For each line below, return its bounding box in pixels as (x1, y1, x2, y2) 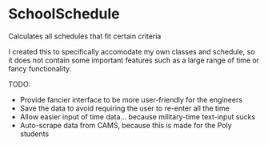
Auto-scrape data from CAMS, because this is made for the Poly (19, 120, 232, 130)
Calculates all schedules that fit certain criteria (8, 31, 162, 41)
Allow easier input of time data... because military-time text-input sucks (19, 111, 256, 121)
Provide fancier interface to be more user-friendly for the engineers (19, 95, 242, 104)
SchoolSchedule (8, 5, 120, 23)
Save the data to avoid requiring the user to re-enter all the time (19, 103, 230, 113)
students (19, 129, 50, 139)
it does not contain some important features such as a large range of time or (8, 55, 260, 65)
